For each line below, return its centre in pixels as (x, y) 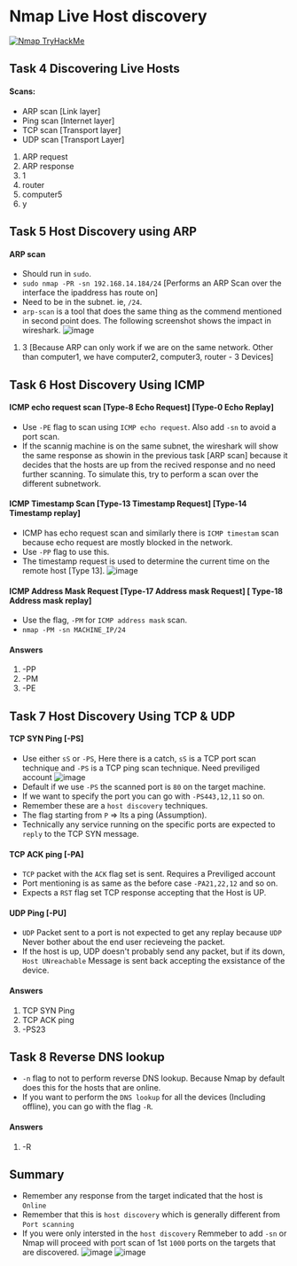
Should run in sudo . (56, 274)
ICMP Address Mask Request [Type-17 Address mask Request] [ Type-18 (146, 590)
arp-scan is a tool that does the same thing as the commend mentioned (152, 311)
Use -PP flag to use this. (66, 551)
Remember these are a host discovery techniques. (115, 805)
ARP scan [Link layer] (61, 111)
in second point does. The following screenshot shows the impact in (147, 321)
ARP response (48, 166)
